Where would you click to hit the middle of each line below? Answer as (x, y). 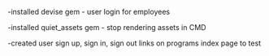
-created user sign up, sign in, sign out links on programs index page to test (134, 43)
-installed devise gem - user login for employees (89, 12)
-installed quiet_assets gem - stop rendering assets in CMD (107, 27)
